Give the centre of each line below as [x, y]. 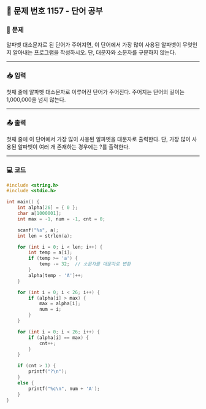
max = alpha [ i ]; [60, 304]
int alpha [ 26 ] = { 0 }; [48, 208]
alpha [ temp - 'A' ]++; [56, 275]
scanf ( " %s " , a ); [38, 230]
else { [26, 383]
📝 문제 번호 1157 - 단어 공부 [55, 11]
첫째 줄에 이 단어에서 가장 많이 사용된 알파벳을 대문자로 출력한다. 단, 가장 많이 [99, 139]
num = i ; [50, 310]
